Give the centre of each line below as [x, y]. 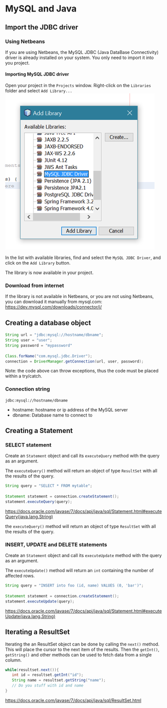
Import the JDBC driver [42, 27]
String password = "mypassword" [39, 345]
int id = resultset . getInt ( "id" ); [48, 675]
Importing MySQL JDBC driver [37, 74]
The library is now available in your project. [49, 272]
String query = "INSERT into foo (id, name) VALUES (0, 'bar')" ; [74, 585]
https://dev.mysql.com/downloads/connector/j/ [54, 307]
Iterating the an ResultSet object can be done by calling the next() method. [82, 644]
